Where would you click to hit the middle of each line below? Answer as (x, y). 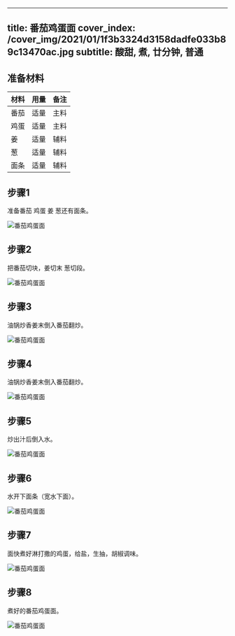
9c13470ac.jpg (41, 52)
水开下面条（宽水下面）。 (43, 496)
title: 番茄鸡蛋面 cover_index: (72, 28)
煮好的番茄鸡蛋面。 (35, 610)
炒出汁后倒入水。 (32, 439)
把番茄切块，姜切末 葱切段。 (48, 268)
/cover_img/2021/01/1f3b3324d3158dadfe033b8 (117, 39)
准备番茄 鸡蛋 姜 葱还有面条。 (50, 211)
